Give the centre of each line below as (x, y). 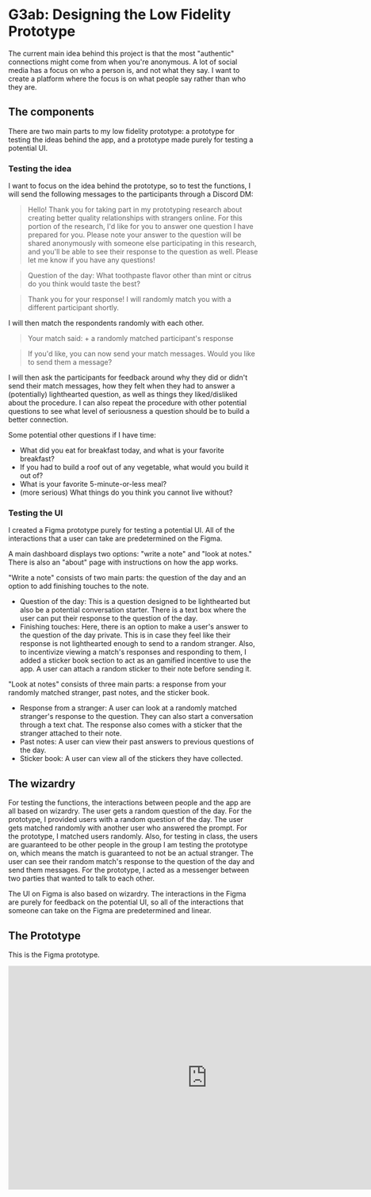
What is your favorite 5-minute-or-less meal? (93, 484)
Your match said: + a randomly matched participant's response (130, 338)
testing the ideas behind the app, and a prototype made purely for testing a (131, 140)
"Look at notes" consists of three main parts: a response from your (117, 684)
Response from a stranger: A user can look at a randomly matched (128, 708)
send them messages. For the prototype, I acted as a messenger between (129, 870)
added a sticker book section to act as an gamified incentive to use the (135, 660)
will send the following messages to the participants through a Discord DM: (131, 194)
